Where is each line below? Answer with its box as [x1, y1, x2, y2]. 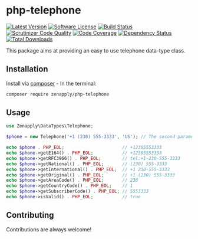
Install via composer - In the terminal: [6, 80, 97, 87]
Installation [6, 64, 48, 74]
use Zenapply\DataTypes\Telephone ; [6, 123, 94, 129]
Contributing [6, 210, 54, 220]
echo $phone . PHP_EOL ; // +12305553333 [6, 145, 162, 150]
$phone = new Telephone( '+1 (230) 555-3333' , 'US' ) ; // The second [6, 134, 176, 140]
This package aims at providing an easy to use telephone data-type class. [6, 47, 186, 54]
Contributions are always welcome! [6, 225, 92, 233]
